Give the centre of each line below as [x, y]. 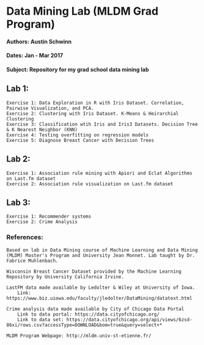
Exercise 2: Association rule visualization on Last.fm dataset [90, 184]
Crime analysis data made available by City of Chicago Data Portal [95, 309]
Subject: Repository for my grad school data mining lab [78, 69]
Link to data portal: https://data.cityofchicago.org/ [89, 314]
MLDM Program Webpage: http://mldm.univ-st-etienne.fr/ [79, 336]
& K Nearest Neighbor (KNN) [42, 130]
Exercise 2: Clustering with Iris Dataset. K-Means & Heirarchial [93, 113]
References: [25, 237]
